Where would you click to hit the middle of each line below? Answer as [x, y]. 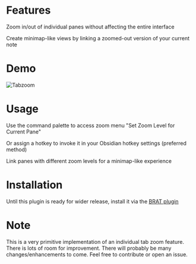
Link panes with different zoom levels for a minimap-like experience [89, 161]
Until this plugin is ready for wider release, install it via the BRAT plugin [93, 201]
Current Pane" [24, 132]
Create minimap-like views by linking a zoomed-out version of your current [98, 38]
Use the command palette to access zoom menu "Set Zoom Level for [91, 125]
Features [29, 10]
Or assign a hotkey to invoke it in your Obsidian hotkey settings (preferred [97, 143]
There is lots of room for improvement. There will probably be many [89, 248]
